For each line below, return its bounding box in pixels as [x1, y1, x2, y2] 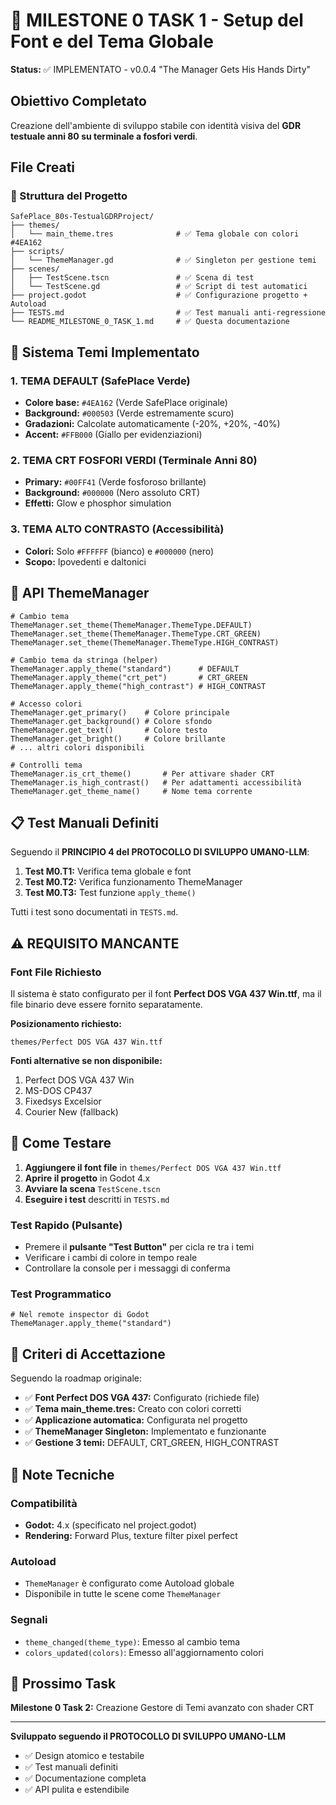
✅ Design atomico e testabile [24, 1750, 145, 1762]
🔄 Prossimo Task [10, 1675, 117, 1692]
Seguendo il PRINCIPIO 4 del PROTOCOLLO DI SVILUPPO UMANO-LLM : [10, 846, 310, 858]
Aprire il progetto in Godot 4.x [24, 1172, 151, 1184]
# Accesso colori [10, 699, 83, 709]
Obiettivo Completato [10, 93, 147, 110]
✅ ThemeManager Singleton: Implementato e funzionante [24, 1425, 267, 1438]
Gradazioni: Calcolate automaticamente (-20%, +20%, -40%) [24, 418, 281, 430]
